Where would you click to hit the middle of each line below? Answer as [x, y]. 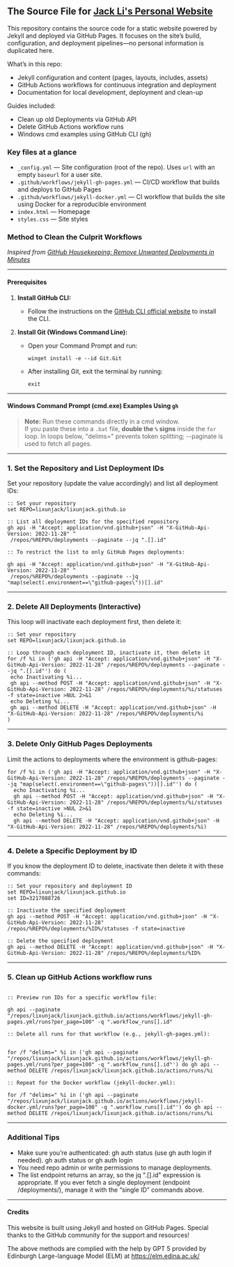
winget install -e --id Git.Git [75, 358]
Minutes [19, 260]
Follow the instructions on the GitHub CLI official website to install [122, 311]
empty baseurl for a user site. [60, 175]
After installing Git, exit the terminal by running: [95, 371]
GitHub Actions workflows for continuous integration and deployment [117, 85]
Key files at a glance [42, 152]
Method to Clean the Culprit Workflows [75, 238]
